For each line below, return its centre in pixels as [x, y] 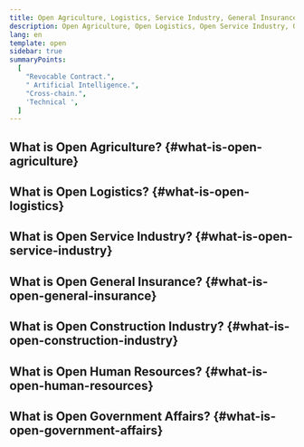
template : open [38, 43]
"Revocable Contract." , [71, 77]
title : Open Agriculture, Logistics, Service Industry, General [133, 18]
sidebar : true [36, 52]
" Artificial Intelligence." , [83, 85]
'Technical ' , [52, 102]
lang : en [26, 34]
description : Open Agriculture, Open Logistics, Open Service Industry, [149, 26]
